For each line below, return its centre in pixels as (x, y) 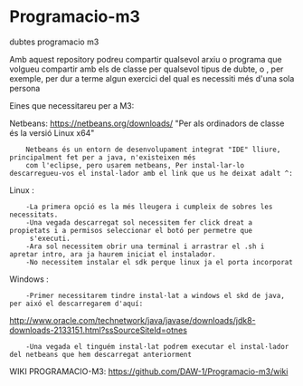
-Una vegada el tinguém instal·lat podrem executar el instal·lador (157, 346)
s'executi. (50, 238)
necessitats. (34, 215)
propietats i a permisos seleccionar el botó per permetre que (131, 230)
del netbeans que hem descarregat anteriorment (101, 354)
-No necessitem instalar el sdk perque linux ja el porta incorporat (160, 262)
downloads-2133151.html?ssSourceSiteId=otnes (99, 330)
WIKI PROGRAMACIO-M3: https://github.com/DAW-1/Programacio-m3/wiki (149, 371)
